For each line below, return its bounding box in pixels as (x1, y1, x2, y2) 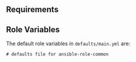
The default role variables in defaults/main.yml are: (6, 40, 131, 47)
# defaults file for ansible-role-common (6, 51, 109, 57)
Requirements (6, 5, 59, 15)
